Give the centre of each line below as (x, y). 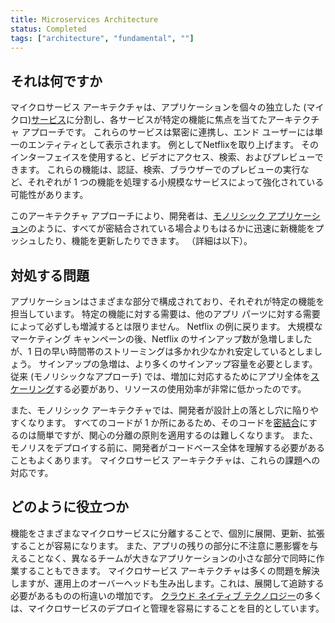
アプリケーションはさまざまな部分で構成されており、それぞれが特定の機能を (167, 301)
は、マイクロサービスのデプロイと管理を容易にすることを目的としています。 (167, 608)
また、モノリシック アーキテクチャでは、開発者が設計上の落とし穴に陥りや (164, 410)
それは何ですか (56, 81)
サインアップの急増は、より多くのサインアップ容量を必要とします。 (178, 364)
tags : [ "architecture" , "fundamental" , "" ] (102, 38)
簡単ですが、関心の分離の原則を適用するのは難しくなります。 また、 (177, 435)
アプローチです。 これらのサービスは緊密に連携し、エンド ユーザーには (168, 132)
